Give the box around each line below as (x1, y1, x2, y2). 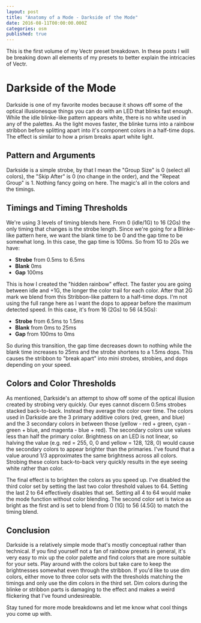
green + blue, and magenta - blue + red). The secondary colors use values (6, 426, 191, 433)
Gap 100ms (14, 268, 44, 276)
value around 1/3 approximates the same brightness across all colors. (6, 451, 178, 459)
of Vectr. (6, 61, 28, 68)
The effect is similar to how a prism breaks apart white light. (6, 133, 154, 140)
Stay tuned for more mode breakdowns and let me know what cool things (6, 604, 188, 611)
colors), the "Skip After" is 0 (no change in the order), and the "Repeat (6, 172, 180, 180)
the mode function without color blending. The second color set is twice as (6, 495, 192, 502)
